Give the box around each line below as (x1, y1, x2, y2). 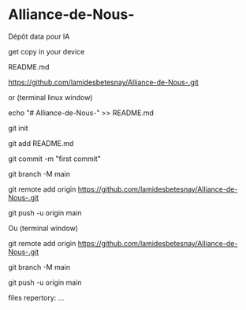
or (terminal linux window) (8, 92, 93, 102)
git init (8, 123, 29, 133)
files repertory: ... (8, 293, 65, 302)
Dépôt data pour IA (8, 32, 70, 41)
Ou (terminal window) (8, 223, 79, 233)
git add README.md (8, 138, 74, 148)
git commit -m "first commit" (8, 154, 101, 163)
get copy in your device (8, 47, 85, 56)
